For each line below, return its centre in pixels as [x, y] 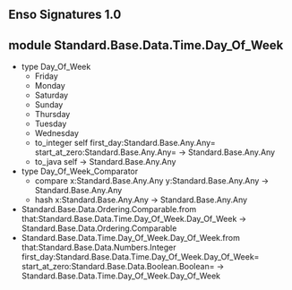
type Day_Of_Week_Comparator [80, 171]
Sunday [49, 105]
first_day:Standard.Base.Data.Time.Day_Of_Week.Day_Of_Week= [140, 257]
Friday [47, 76]
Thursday [52, 115]
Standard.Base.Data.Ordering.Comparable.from [109, 209]
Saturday [52, 95]
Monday [50, 86]
